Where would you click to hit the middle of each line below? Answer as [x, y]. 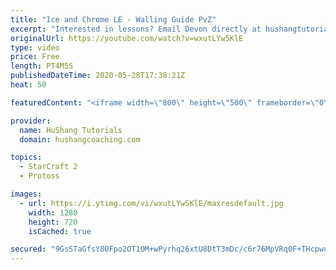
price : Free [35, 57]
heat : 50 [28, 85]
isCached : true [60, 231]
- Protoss [39, 176]
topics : [26, 157]
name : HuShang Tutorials [71, 130]
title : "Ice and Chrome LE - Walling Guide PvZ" [113, 19]
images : [26, 194]
